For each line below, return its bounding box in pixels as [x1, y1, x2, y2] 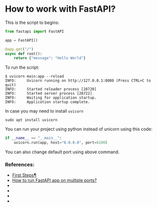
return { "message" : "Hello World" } [14, 56, 86, 61]
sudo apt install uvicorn [5, 118, 57, 123]
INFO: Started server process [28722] [5, 91, 92, 96]
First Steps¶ [12, 172, 36, 178]
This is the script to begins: [5, 20, 60, 25]
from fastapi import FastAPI [5, 29, 64, 34]
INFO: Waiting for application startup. [5, 95, 97, 101]
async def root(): [5, 51, 42, 56]
